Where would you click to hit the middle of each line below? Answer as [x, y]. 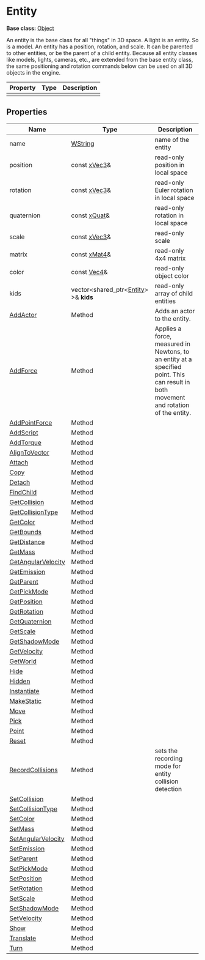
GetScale [23, 631]
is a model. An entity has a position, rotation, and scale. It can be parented [100, 47]
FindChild [23, 492]
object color [172, 275]
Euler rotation [174, 190]
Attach [19, 462]
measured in [173, 344]
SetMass [22, 828]
